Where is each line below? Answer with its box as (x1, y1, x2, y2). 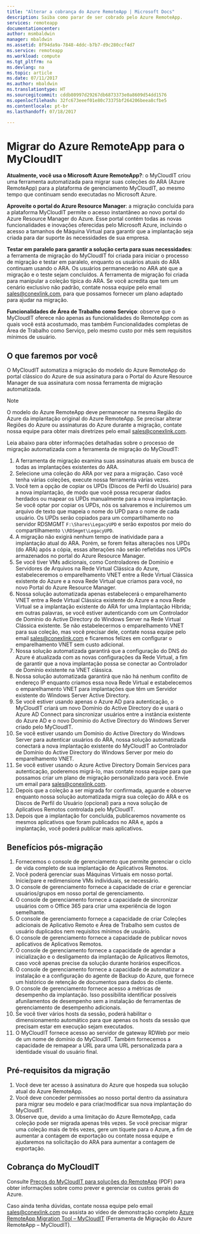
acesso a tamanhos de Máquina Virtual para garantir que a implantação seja (7, 228, 193, 235)
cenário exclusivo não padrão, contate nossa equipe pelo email (7, 284, 162, 291)
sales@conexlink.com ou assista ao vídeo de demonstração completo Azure (7, 1208, 194, 1216)
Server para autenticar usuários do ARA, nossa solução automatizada (15, 736, 186, 744)
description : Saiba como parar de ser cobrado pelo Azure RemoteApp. (7, 14, 183, 20)
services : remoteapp (7, 20, 58, 26)
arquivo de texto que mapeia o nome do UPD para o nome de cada (15, 508, 180, 515)
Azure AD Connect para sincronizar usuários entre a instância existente (15, 711, 191, 718)
